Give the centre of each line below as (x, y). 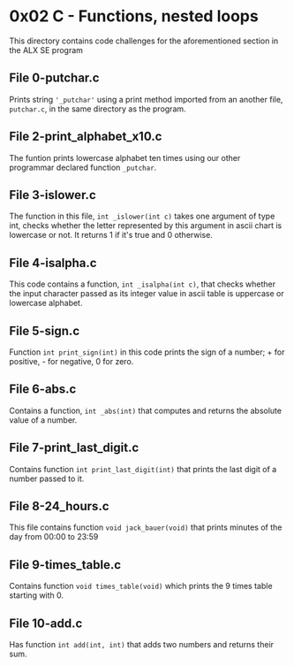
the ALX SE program (46, 50)
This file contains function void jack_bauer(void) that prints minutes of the (146, 527)
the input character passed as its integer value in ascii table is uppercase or (147, 294)
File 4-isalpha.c (53, 263)
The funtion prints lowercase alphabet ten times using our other (125, 157)
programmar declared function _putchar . (83, 167)
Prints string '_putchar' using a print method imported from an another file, (146, 99)
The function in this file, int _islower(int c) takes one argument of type (142, 216)
